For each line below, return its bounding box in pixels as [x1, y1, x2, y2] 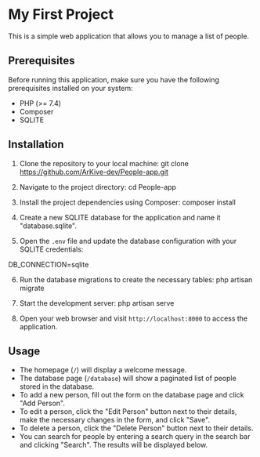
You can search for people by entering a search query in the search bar [19, 432, 251, 441]
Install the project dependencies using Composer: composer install [19, 198, 237, 207]
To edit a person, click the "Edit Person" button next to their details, [19, 407, 237, 416]
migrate [19, 283, 45, 292]
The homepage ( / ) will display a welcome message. [19, 365, 187, 375]
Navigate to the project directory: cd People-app [19, 182, 176, 191]
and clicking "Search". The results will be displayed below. [19, 441, 208, 450]
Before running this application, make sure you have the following [8, 74, 219, 84]
